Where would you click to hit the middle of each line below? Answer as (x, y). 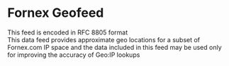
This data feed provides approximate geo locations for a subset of (104, 39)
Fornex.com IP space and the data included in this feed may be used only (114, 47)
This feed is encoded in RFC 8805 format (68, 32)
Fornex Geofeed (56, 13)
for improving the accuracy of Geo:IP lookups (74, 55)
